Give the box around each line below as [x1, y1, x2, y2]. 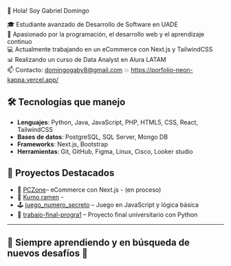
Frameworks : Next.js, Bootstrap [16, 140, 109, 148]
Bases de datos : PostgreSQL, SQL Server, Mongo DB [16, 133, 168, 141]
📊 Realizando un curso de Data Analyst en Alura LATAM [7, 56, 166, 63]
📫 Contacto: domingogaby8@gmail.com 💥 [7, 66, 129, 74]
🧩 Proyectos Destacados [7, 167, 115, 179]
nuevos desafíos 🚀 [7, 247, 88, 259]
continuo [7, 38, 32, 45]
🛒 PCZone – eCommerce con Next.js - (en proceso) [16, 186, 162, 194]
